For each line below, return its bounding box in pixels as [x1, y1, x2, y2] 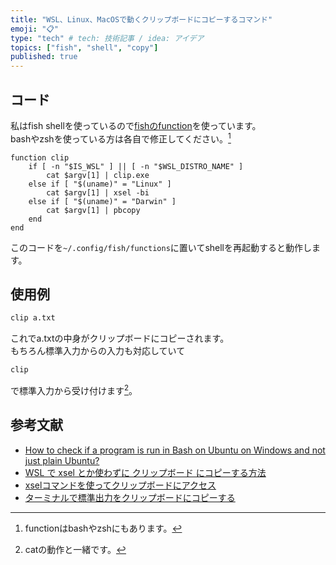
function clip [10, 152, 70, 163]
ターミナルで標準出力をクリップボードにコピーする [24, 491, 236, 503]
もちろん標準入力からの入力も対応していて [10, 345, 186, 357]
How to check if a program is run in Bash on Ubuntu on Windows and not [24, 444, 326, 456]
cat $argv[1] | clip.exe [46, 170, 150, 180]
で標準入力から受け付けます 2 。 [10, 383, 138, 396]
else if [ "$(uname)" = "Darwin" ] [28, 196, 177, 206]
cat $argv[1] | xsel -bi [46, 187, 150, 198]
